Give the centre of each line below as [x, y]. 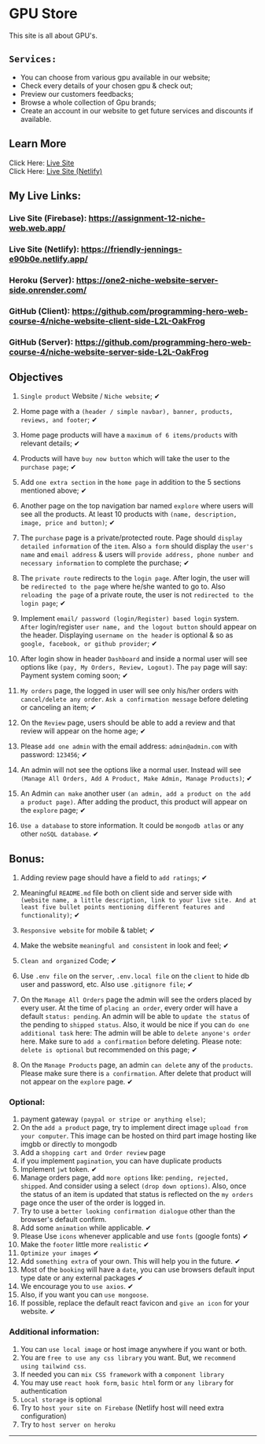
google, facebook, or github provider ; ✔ [89, 644]
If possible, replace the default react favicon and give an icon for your [135, 1303]
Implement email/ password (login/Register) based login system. [129, 619]
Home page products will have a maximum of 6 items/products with [129, 435]
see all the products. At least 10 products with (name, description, [129, 514]
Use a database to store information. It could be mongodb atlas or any [132, 825]
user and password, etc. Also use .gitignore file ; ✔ [107, 984]
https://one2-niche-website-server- [147, 280]
